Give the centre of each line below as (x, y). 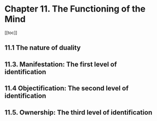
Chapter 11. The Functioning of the (75, 9)
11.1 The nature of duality (43, 48)
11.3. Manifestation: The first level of (61, 64)
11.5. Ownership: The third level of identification (78, 112)
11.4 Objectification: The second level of (67, 88)
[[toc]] (11, 32)
